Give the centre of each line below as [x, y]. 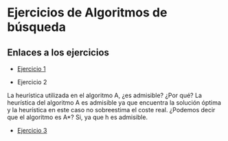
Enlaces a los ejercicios [58, 52]
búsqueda [37, 27]
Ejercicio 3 [32, 130]
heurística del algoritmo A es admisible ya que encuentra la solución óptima [114, 103]
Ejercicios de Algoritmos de [87, 13]
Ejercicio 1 [31, 69]
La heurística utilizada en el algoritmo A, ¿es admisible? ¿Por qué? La [105, 95]
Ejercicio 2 [32, 82]
